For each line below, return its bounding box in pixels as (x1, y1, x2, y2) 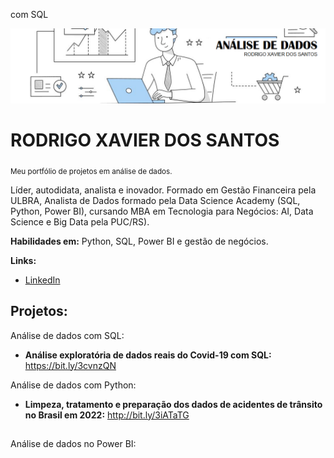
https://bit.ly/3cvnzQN (24, 359, 117, 371)
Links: (10, 254, 37, 266)
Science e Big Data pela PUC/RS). (10, 215, 150, 228)
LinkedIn (24, 274, 61, 286)
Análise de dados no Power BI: (10, 438, 137, 450)
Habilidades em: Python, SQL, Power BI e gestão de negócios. (10, 235, 269, 247)
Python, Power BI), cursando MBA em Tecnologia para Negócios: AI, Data (10, 205, 314, 217)
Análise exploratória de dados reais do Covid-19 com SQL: (24, 349, 272, 361)
